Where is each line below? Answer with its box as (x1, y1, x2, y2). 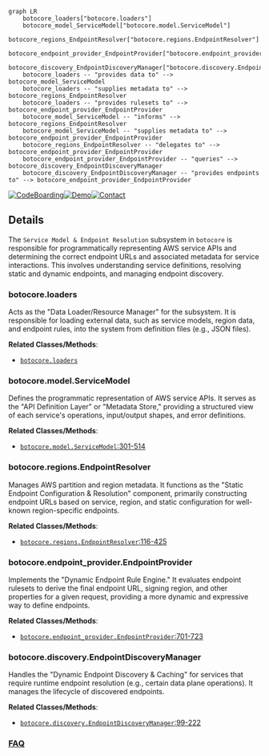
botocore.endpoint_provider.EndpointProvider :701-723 (19, 632, 204, 641)
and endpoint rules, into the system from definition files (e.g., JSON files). (8, 324, 251, 334)
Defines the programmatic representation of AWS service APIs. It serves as (8, 393, 256, 403)
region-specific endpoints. (31, 506, 120, 515)
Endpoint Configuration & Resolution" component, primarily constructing (8, 488, 247, 498)
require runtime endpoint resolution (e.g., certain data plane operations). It (8, 678, 254, 688)
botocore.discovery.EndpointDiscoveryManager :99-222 (19, 718, 202, 728)
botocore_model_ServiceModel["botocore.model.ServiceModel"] (22, 22, 231, 30)
